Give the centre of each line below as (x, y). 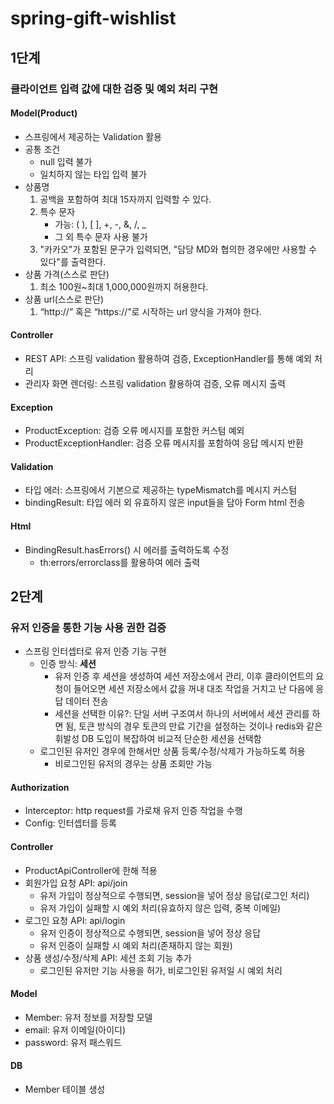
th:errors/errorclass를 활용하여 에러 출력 (120, 562)
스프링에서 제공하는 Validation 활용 (93, 136)
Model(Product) (44, 113)
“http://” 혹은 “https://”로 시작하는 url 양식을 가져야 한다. (150, 311)
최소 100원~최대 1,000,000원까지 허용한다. (124, 286)
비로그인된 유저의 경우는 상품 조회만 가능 (133, 764)
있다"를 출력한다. (73, 261)
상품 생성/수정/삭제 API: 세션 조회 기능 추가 (108, 958)
